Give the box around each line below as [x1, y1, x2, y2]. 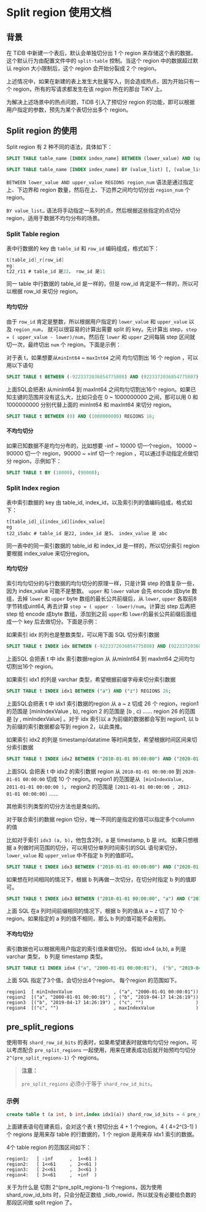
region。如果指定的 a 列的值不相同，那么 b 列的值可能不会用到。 [6, 915, 170, 923]
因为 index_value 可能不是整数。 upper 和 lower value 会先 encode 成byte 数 [6, 587, 197, 595]
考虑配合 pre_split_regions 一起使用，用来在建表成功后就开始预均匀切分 [11, 1046, 196, 1054]
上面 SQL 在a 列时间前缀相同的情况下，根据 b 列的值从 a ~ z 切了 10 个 [6, 907, 184, 915]
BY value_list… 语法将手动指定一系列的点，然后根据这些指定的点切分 [6, 207, 181, 214]
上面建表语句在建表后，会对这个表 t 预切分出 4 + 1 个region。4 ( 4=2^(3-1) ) [6, 1123, 197, 1130]
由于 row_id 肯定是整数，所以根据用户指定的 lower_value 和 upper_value [6, 318, 188, 325]
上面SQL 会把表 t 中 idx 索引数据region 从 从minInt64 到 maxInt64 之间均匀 [6, 655, 195, 662]
